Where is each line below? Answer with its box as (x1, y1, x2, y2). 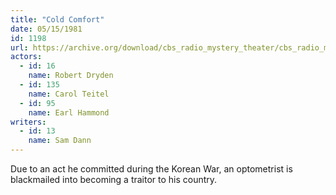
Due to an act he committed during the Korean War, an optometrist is (10, 163, 293, 175)
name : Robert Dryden (28, 71, 114, 81)
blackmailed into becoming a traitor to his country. (10, 174, 218, 185)
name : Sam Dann (28, 136, 92, 146)
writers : (10, 117, 47, 127)
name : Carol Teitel (28, 89, 110, 99)
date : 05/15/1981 (10, 24, 83, 34)
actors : (10, 52, 43, 62)
